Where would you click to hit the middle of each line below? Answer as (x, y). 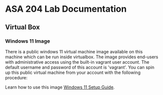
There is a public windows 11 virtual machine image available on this (74, 51)
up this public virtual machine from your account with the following (73, 72)
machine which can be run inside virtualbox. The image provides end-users (82, 57)
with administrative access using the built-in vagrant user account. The (77, 62)
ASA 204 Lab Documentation (66, 9)
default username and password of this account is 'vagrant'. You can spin (80, 67)
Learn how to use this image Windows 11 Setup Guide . (60, 87)
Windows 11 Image (28, 41)
